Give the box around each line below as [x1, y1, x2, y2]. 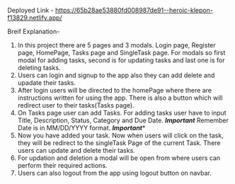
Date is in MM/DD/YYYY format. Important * [17, 124, 146, 132]
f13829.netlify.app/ [7, 13, 62, 22]
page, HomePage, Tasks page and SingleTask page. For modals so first [17, 49, 226, 57]
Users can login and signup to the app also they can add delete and [17, 71, 215, 79]
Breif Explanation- [7, 28, 60, 35]
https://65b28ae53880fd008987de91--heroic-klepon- [55, 6, 214, 14]
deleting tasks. [17, 64, 61, 71]
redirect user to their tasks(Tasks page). [17, 101, 134, 109]
